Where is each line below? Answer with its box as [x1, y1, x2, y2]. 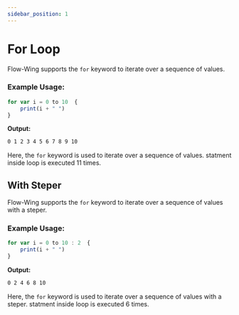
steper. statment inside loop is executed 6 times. [7, 299, 149, 308]
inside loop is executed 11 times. [7, 159, 102, 167]
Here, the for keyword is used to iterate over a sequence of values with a [7, 292, 222, 301]
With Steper [7, 179, 62, 191]
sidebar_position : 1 [7, 10, 69, 18]
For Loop [7, 41, 60, 57]
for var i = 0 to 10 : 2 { [7, 240, 91, 247]
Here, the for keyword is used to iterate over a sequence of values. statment [7, 151, 232, 160]
